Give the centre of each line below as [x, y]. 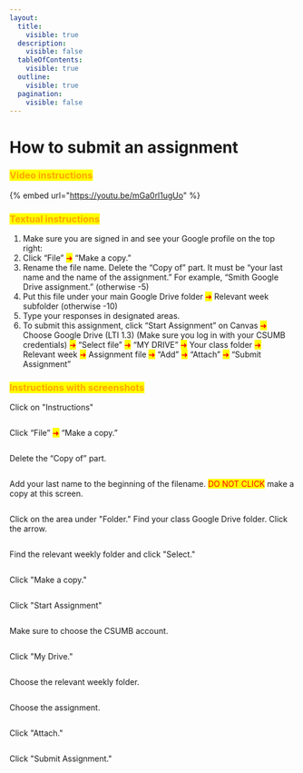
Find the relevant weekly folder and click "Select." [103, 554]
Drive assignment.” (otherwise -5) [86, 287]
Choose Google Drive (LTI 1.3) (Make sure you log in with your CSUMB [154, 335]
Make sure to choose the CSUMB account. [89, 631]
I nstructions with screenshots [77, 388]
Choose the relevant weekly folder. [74, 682]
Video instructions [51, 175]
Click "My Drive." [41, 657]
